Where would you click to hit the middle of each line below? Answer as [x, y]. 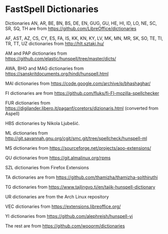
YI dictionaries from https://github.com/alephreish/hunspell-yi [69, 216]
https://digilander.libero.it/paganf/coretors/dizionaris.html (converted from [82, 108]
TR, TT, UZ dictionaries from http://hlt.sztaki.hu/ [55, 43]
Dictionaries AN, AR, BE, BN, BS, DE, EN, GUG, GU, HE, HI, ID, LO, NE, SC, [81, 23]
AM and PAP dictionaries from [36, 53]
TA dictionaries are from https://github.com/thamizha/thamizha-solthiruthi [81, 177]
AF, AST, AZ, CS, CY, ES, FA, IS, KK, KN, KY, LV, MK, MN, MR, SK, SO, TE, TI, [84, 38]
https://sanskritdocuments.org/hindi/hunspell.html [57, 73]
